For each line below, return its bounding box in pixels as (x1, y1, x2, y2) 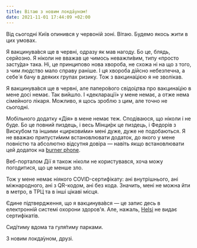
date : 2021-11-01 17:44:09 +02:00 (6, 14, 91, 20)
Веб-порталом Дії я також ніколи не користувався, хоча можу (6, 158, 163, 165)
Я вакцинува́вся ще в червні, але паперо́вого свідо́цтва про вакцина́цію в (6, 84, 192, 92)
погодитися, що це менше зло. (6, 164, 84, 171)
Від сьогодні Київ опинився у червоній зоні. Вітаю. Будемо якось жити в (6, 30, 188, 37)
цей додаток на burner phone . (6, 146, 81, 154)
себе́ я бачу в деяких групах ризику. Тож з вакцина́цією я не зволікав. (6, 73, 183, 80)
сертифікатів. (6, 212, 40, 219)
